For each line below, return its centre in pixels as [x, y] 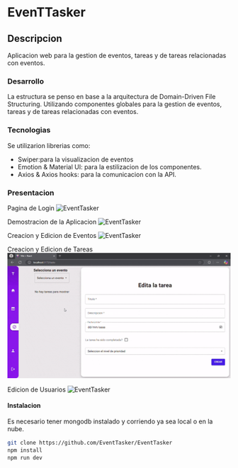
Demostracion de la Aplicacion [52, 222]
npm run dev [25, 457]
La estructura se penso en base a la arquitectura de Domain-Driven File [112, 97]
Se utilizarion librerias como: [49, 145]
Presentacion [31, 193]
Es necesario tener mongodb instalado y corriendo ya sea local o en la [110, 421]
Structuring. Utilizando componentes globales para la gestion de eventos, [115, 104]
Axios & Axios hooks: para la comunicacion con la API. [97, 174]
